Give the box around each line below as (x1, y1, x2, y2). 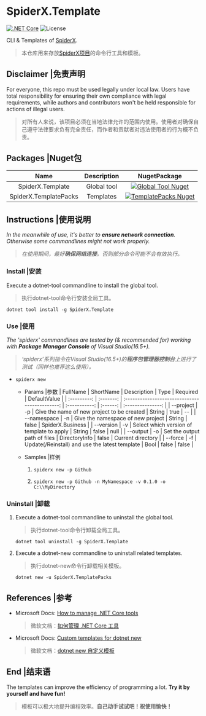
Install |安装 (6, 267, 42, 276)
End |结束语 (6, 667, 51, 677)
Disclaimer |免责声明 (6, 69, 86, 79)
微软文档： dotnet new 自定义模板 (30, 647, 115, 655)
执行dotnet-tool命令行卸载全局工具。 (30, 527, 124, 534)
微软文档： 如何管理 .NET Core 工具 (30, 622, 120, 629)
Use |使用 (6, 321, 35, 330)
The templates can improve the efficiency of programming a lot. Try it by (6, 683, 190, 691)
